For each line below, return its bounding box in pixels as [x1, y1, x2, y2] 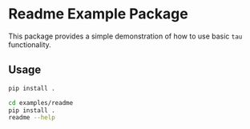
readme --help [8, 114, 56, 122]
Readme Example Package [8, 5, 188, 23]
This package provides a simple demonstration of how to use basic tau [8, 31, 243, 41]
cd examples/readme [8, 99, 74, 107]
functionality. [8, 39, 52, 49]
